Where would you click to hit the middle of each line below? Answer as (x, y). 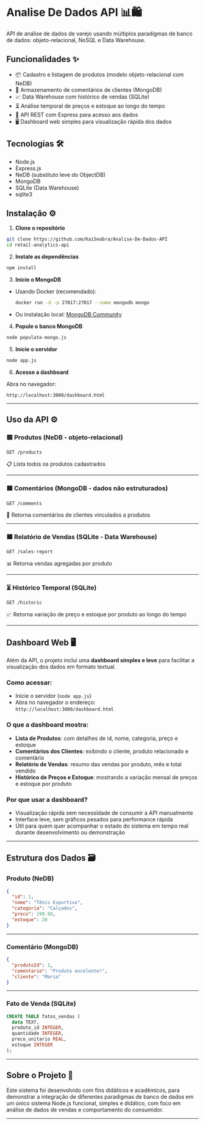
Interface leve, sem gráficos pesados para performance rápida (94, 819)
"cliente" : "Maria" (37, 977)
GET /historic (24, 603)
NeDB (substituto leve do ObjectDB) (60, 174)
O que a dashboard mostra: (48, 725)
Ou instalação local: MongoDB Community (68, 314)
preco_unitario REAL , (39, 1039)
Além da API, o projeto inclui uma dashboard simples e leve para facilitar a (101, 660)
